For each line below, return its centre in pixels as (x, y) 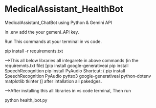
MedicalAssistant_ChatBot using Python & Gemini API (58, 22)
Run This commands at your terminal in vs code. (53, 41)
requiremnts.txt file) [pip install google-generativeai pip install (67, 65)
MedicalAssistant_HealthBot (64, 9)
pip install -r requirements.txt (34, 51)
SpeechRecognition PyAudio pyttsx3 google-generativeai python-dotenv (78, 76)
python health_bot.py (26, 100)
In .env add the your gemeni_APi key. (42, 32)
